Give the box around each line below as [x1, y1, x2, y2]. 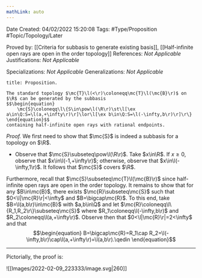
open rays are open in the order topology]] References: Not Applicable [6, 49, 182, 57]
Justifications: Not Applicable [6, 56, 79, 63]
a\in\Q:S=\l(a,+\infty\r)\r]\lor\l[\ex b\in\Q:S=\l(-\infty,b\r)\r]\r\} [6, 111, 192, 118]
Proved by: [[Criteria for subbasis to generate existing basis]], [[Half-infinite [6, 43, 194, 51]
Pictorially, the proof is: [6, 253, 64, 260]
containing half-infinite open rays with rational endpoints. [6, 122, 165, 128]
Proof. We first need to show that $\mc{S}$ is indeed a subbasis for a [6, 132, 179, 139]
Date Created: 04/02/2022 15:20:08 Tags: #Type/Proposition [6, 25, 158, 33]
